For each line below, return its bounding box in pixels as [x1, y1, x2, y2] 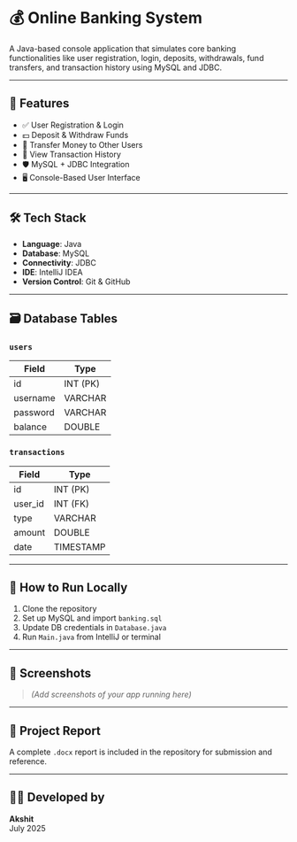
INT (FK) [53, 498, 90, 510]
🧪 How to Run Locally [9, 580, 128, 595]
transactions [9, 447, 65, 458]
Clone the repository [21, 604, 97, 614]
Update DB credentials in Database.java [21, 622, 167, 633]
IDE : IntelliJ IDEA [21, 267, 83, 277]
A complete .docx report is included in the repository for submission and [9, 746, 272, 757]
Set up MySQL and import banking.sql [21, 613, 163, 623]
